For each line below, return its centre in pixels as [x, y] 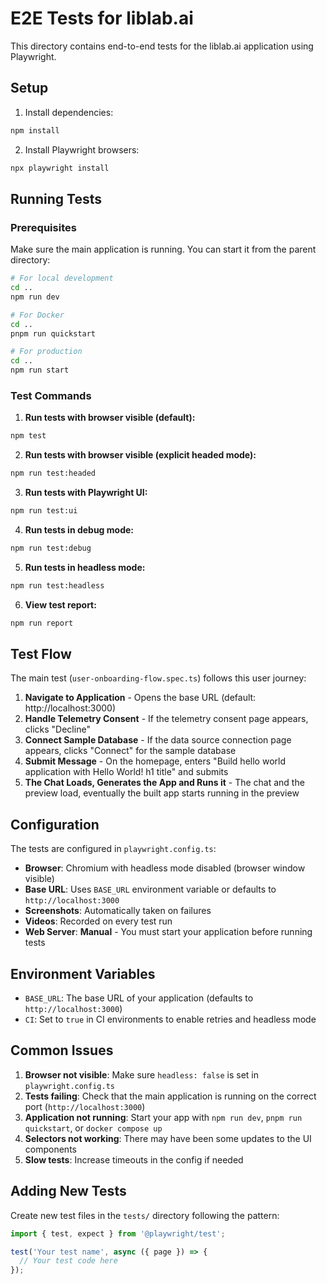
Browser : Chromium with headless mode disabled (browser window [165, 868]
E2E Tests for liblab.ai [102, 18]
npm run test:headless [57, 585]
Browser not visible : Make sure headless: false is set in [141, 1074]
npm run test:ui [44, 511]
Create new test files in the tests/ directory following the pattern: [145, 1215]
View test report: [60, 604]
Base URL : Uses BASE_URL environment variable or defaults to [150, 889]
